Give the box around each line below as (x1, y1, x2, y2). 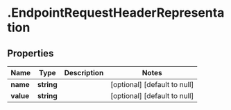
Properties (7, 47, 54, 59)
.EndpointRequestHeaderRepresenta (7, 5, 225, 21)
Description (64, 68, 104, 77)
